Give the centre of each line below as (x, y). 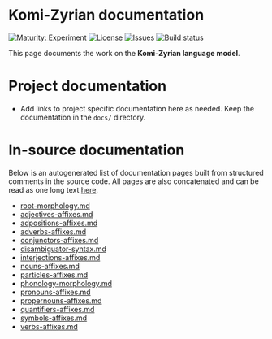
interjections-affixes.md (60, 257)
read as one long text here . (54, 189)
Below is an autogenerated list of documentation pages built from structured (136, 172)
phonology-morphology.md (66, 283)
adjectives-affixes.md (56, 214)
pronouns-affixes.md (55, 292)
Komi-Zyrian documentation (106, 15)
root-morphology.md (55, 206)
